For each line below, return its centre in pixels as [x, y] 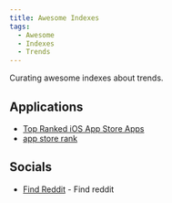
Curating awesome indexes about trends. [86, 78]
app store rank [50, 138]
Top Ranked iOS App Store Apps [83, 128]
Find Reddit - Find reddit [68, 189]
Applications [46, 107]
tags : [20, 27]
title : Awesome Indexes [55, 18]
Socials [31, 167]
